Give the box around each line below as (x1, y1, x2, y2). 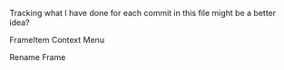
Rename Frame (9, 52, 66, 62)
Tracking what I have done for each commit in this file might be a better (9, 8, 277, 18)
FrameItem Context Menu (9, 35, 105, 45)
